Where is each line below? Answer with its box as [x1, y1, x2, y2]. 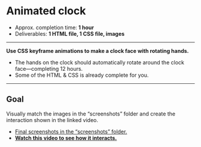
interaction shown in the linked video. [6, 116, 99, 123]
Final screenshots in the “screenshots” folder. [14, 128, 127, 135]
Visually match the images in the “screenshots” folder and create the [6, 110, 175, 117]
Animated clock [6, 4, 86, 18]
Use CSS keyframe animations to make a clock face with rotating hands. [6, 47, 190, 54]
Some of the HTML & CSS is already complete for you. [14, 71, 149, 79]
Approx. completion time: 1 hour [14, 24, 95, 31]
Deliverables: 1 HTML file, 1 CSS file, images [14, 30, 125, 37]
